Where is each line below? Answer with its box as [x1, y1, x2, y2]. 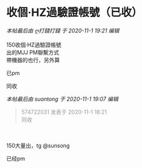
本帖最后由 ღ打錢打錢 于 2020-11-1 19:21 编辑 [6, 27, 120, 34]
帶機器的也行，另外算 [6, 56, 60, 64]
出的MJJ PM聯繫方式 [6, 48, 60, 56]
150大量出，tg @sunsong [6, 142, 70, 149]
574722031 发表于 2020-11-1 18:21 [21, 108, 107, 115]
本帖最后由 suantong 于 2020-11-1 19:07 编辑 [6, 95, 119, 103]
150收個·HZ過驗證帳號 [6, 41, 62, 48]
